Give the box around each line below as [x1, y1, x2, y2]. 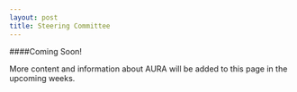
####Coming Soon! [9, 46, 83, 56]
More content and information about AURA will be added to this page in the [9, 63, 288, 74]
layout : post [9, 13, 58, 22]
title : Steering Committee [9, 21, 111, 30]
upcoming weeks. [9, 72, 76, 83]
